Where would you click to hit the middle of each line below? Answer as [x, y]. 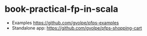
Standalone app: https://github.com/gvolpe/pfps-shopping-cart [77, 28]
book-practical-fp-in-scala [62, 9]
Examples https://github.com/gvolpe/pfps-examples [65, 23]
